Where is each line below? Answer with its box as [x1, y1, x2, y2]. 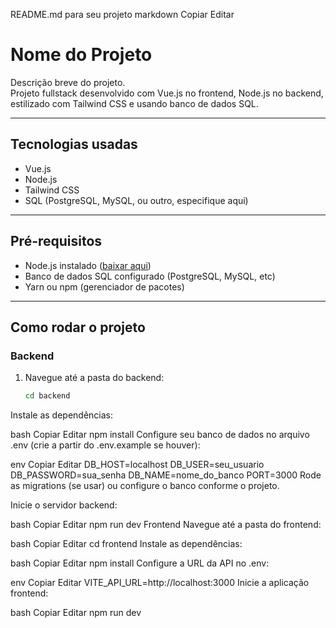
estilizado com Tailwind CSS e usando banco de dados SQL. [10, 97, 259, 109]
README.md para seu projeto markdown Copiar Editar [10, 9, 235, 20]
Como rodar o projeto [10, 319, 146, 336]
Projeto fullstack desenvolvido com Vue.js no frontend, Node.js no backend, [10, 87, 324, 99]
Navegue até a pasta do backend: [24, 372, 165, 384]
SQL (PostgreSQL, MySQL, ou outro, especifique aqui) [24, 194, 249, 206]
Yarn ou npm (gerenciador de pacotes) [24, 280, 185, 293]
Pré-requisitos [10, 233, 103, 250]
